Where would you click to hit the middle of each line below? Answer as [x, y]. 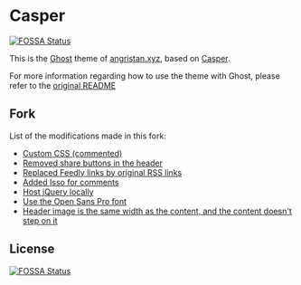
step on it [40, 220]
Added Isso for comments [71, 182]
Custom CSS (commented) [72, 153]
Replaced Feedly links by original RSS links [102, 172]
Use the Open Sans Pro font [75, 201]
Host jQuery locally [58, 192]
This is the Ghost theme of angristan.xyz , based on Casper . [120, 58]
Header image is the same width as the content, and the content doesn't [157, 211]
